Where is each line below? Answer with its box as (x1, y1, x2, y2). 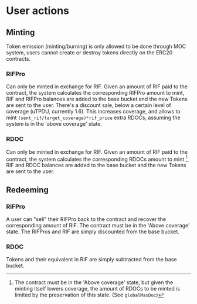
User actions (6, 4, 69, 18)
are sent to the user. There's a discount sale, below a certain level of (6, 102, 171, 109)
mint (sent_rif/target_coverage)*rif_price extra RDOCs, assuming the (6, 114, 181, 121)
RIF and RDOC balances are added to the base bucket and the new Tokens (6, 162, 186, 169)
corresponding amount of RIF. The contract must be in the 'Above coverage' (6, 222, 190, 229)
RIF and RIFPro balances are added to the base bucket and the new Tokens (6, 95, 188, 103)
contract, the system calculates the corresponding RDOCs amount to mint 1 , (6, 154, 189, 163)
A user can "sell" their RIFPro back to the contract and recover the (6, 215, 166, 223)
